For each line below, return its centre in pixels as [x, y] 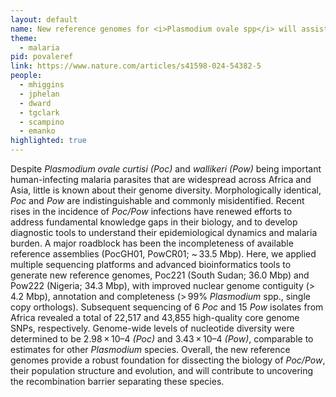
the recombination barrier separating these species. [117, 381]
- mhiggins [42, 85]
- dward [35, 103]
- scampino [42, 122]
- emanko [37, 131]
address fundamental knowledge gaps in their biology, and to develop [154, 222]
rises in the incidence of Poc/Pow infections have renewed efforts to [151, 211]
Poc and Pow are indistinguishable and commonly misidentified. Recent [157, 200]
